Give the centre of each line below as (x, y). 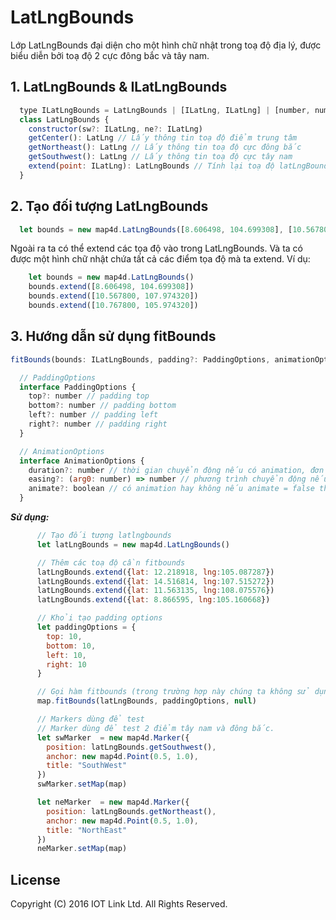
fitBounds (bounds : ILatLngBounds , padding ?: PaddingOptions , (140, 359)
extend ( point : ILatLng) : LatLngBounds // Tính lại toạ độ (151, 166)
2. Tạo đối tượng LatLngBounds (109, 206)
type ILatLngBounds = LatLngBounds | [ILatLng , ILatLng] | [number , (165, 110)
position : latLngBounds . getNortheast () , (131, 811)
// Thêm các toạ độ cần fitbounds (111, 562)
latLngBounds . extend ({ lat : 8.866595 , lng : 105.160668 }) (153, 600)
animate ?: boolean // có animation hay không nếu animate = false (171, 489)
